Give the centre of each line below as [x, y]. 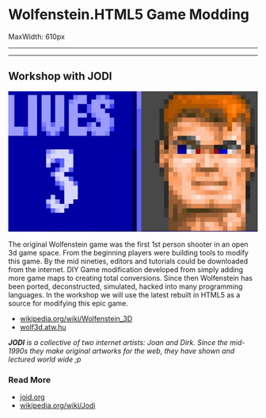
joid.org [32, 397]
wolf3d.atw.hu [43, 328]
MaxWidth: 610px [37, 36]
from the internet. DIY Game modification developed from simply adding [126, 270]
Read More [30, 380]
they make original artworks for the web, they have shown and [132, 351]
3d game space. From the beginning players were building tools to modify [129, 253]
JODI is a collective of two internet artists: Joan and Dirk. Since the [118, 343]
